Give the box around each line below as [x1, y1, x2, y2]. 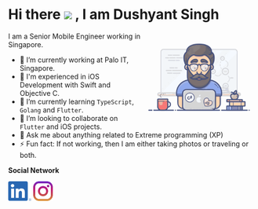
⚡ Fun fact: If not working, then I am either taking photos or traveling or [19, 139, 249, 148]
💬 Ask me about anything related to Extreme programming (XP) [19, 130, 223, 139]
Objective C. [19, 88, 60, 97]
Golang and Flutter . [19, 104, 84, 115]
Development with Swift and [19, 80, 111, 90]
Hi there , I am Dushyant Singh [8, 5, 220, 24]
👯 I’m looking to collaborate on [19, 113, 118, 123]
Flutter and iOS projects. [19, 122, 102, 131]
